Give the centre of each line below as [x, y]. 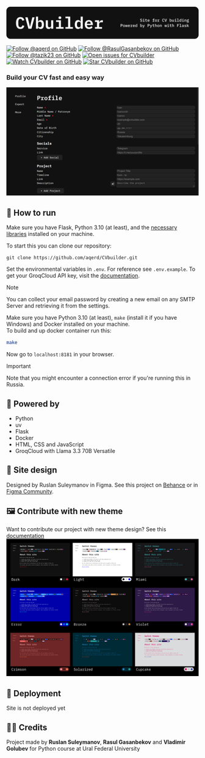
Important [19, 366]
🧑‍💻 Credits [27, 727]
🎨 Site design [32, 470]
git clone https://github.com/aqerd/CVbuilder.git [72, 258]
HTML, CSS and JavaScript [49, 444]
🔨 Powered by [33, 404]
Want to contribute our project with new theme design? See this [86, 529]
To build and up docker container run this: [59, 331]
